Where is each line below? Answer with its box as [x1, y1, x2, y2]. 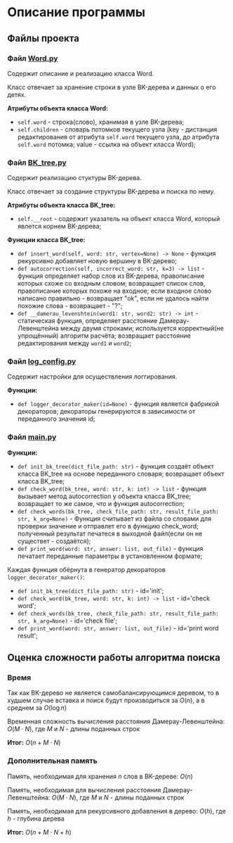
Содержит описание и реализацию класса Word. [7, 69, 154, 77]
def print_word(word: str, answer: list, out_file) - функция [17, 544, 204, 552]
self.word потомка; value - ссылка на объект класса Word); [17, 140, 197, 148]
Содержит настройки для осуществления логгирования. [7, 372, 178, 381]
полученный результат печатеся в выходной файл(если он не [17, 529, 203, 538]
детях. [7, 90, 27, 99]
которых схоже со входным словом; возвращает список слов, [17, 279, 206, 288]
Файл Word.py [7, 53, 58, 63]
